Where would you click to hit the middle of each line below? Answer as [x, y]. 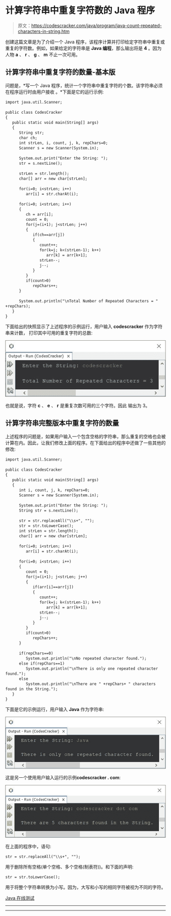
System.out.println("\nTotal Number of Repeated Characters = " [88, 301]
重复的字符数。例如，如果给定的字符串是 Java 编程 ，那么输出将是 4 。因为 [83, 48]
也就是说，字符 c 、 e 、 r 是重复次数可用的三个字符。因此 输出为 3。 [78, 405]
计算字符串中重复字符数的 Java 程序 [80, 10]
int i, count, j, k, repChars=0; [54, 490]
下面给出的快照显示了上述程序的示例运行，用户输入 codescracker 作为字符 [84, 326]
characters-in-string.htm [44, 31]
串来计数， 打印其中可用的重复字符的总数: [49, 333]
